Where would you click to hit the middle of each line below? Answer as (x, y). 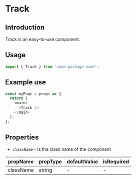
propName (21, 162)
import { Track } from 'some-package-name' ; (52, 66)
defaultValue (82, 162)
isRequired (116, 162)
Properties (22, 138)
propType (50, 162)
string (45, 170)
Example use (26, 82)
